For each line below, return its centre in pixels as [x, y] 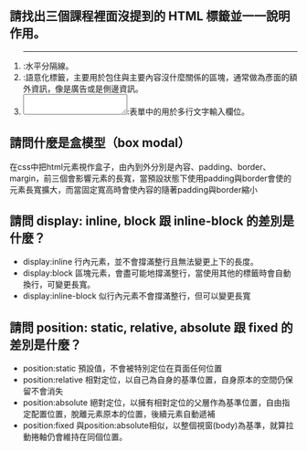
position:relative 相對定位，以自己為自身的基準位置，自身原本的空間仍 [154, 380]
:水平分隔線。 [48, 66]
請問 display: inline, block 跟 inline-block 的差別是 [152, 221]
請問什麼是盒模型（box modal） [100, 143]
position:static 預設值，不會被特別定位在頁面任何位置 [122, 369]
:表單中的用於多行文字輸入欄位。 [188, 111]
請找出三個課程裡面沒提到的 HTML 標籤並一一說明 [150, 16]
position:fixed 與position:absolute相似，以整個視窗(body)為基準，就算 [154, 425]
